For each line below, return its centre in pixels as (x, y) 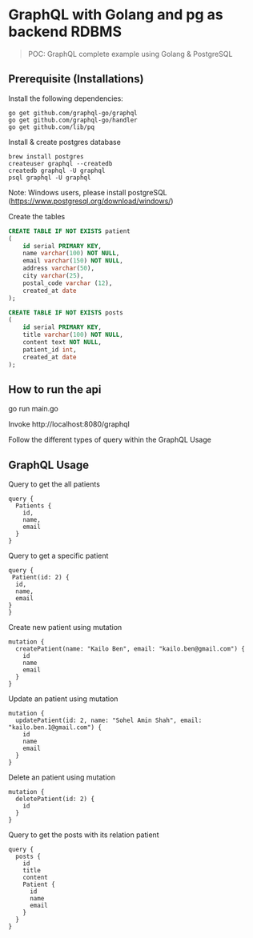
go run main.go (33, 409)
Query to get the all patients (54, 484)
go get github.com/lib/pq (51, 127)
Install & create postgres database (65, 142)
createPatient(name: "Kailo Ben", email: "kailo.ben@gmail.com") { (131, 649)
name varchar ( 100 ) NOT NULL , (71, 254)
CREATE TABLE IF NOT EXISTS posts (66, 313)
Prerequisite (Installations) (76, 79)
